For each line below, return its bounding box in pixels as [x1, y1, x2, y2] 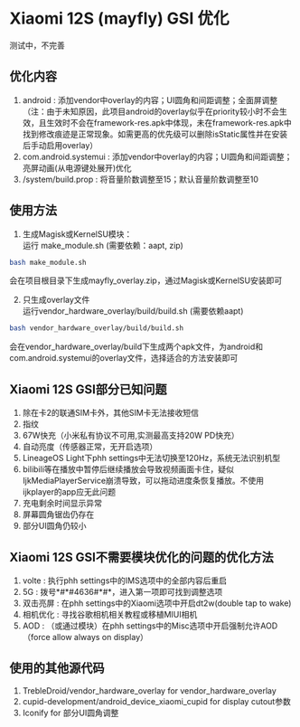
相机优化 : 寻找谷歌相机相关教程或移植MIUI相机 [22, 609, 198, 619]
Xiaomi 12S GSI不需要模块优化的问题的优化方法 [9, 549, 274, 565]
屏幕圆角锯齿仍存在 [22, 509, 95, 520]
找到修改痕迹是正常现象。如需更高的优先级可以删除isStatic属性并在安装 [22, 128, 288, 139]
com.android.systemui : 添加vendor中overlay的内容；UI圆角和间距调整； [22, 151, 293, 162]
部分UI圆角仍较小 [22, 521, 87, 532]
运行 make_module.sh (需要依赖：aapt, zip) [22, 240, 183, 250]
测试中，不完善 [9, 40, 65, 51]
